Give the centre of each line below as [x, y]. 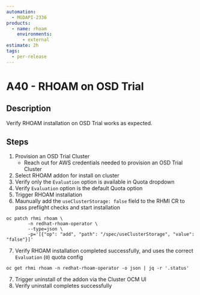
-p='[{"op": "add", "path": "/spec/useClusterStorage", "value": [111, 234]
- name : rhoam [29, 29]
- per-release [29, 57]
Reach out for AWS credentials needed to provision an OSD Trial [103, 163]
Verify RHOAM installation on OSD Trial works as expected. [79, 123]
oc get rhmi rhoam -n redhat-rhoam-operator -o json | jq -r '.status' [98, 269]
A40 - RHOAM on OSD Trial [75, 86]
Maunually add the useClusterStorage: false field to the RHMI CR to [100, 201]
